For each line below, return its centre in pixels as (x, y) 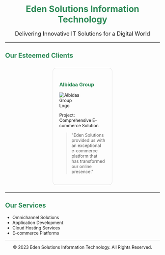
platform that (84, 156)
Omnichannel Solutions (36, 217)
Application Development (38, 223)
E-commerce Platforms (36, 233)
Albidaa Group (77, 85)
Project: (67, 115)
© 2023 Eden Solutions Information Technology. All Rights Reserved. (82, 247)
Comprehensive (75, 120)
